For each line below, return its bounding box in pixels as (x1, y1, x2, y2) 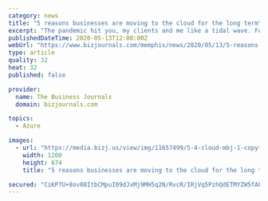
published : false (8, 71, 66, 79)
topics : (8, 115, 34, 123)
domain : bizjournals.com (15, 100, 98, 108)
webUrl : (8, 41, 34, 49)
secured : (8, 180, 37, 188)
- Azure (15, 122, 41, 130)
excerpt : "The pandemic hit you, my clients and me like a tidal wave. (8, 26, 251, 34)
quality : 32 (8, 57, 48, 65)
